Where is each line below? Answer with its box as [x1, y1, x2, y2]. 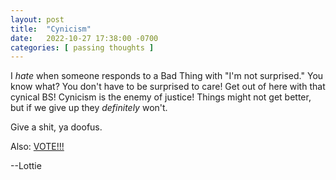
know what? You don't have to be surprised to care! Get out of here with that [10, 81, 326, 93]
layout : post [10, 14, 65, 25]
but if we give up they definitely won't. [10, 102, 168, 114]
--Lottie [10, 160, 42, 172]
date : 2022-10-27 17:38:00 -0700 [10, 33, 159, 43]
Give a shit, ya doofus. [10, 121, 103, 133]
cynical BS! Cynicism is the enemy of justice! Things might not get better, [10, 91, 312, 103]
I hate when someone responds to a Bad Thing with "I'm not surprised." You [10, 70, 324, 82]
